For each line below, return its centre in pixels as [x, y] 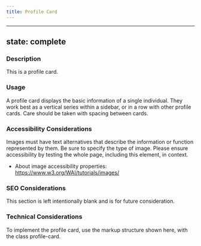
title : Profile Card [32, 12]
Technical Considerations [44, 217]
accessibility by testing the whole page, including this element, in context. [97, 154]
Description [24, 59]
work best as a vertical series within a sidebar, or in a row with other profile [99, 107]
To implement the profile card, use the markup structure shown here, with [97, 230]
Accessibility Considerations [49, 128]
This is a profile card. [32, 72]
